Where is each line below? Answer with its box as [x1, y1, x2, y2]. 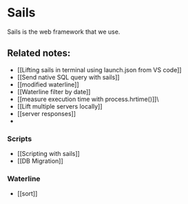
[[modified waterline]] [17, 80, 79, 89]
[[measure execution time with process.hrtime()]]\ [17, 95, 160, 103]
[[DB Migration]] [17, 157, 63, 166]
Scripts [7, 134, 32, 144]
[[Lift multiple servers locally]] [17, 102, 103, 111]
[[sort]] [17, 190, 38, 198]
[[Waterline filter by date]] [17, 87, 91, 95]
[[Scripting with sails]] [17, 150, 81, 158]
